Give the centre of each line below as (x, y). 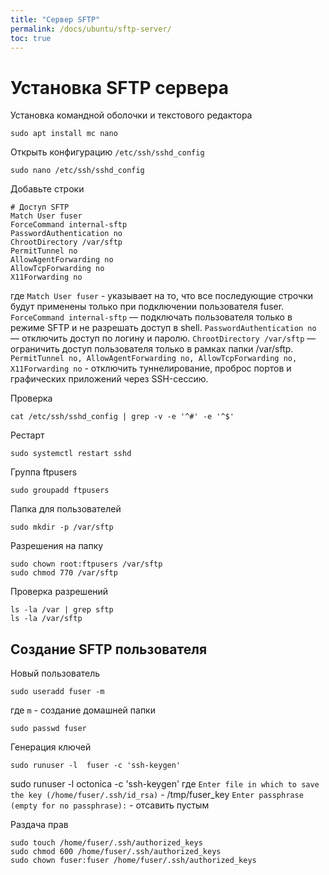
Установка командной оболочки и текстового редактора (131, 115)
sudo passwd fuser (48, 729)
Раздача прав (39, 825)
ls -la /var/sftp (46, 619)
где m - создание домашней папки (83, 710)
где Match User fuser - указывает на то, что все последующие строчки (162, 296)
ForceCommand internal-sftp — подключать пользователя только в (151, 317)
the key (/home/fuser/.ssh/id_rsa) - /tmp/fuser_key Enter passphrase (157, 795)
